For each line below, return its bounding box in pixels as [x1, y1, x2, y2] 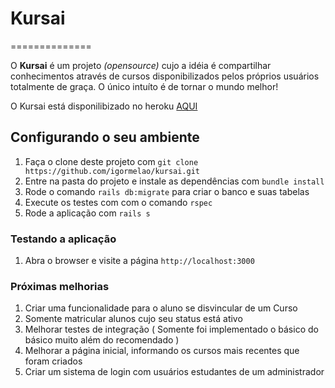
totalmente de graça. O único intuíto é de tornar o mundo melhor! [10, 80, 279, 92]
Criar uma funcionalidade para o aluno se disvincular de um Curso [24, 302, 298, 314]
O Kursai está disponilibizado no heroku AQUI [10, 100, 198, 112]
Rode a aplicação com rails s [24, 207, 151, 219]
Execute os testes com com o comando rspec [24, 196, 213, 208]
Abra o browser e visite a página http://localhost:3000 [24, 255, 255, 267]
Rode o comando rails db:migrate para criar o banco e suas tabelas [24, 185, 310, 197]
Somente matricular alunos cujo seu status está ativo [24, 313, 243, 325]
